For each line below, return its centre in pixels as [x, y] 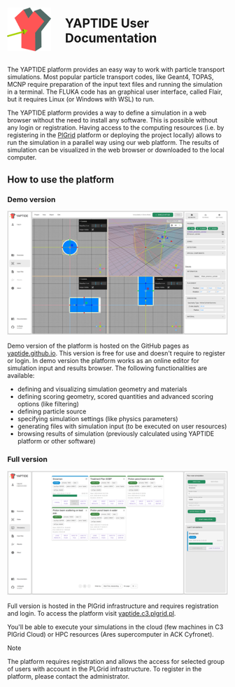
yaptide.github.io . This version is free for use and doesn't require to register [116, 353]
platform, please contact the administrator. [69, 677]
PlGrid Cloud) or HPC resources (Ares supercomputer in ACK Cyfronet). [111, 635]
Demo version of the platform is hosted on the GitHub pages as [98, 346]
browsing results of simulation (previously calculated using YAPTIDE [116, 434]
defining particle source [52, 411]
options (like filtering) [48, 404]
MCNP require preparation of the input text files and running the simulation [115, 85]
